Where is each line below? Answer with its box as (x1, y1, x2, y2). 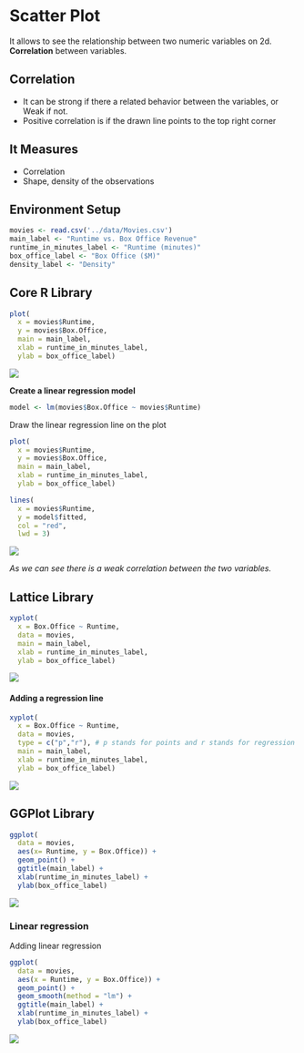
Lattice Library (9, 589, 94, 605)
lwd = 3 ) (17, 529, 51, 538)
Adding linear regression (9, 940, 102, 951)
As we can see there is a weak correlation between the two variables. (9, 563, 271, 574)
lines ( (9, 496, 35, 505)
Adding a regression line (9, 692, 104, 703)
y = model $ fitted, (17, 512, 88, 522)
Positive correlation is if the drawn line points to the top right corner (22, 115, 277, 126)
